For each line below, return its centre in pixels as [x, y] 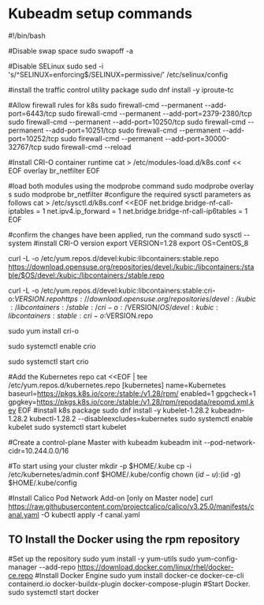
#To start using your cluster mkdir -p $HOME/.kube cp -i [100, 465]
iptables [21, 211]
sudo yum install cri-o [43, 331]
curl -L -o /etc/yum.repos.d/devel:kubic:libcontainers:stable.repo [113, 258]
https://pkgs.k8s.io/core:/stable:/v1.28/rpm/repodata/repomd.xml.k [145, 401]
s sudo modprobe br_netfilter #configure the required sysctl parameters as [130, 194]
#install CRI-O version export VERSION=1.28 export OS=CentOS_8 [141, 243]
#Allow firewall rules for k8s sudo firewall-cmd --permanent [106, 105]
